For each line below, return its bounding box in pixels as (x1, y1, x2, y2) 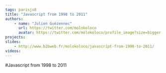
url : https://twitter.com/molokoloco (18, 26, 97, 31)
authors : (5, 16, 23, 21)
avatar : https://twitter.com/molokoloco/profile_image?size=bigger (18, 30, 162, 35)
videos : (5, 48, 21, 53)
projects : (5, 35, 26, 40)
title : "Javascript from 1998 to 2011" (5, 12, 88, 17)
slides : (5, 39, 21, 44)
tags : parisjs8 (5, 7, 37, 12)
